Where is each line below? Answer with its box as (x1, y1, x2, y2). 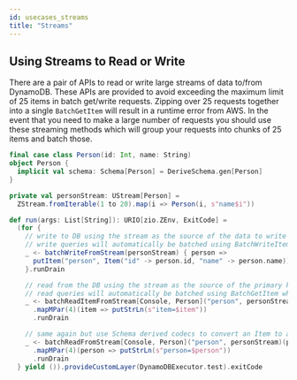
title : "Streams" (9, 21, 73, 30)
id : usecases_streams (9, 12, 89, 22)
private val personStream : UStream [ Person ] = (9, 191, 179, 200)
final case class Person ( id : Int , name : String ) (9, 151, 192, 160)
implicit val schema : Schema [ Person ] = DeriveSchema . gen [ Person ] (17, 167, 263, 177)
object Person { (9, 159, 69, 168)
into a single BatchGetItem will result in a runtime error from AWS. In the (9, 105, 270, 116)
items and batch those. (9, 133, 93, 144)
